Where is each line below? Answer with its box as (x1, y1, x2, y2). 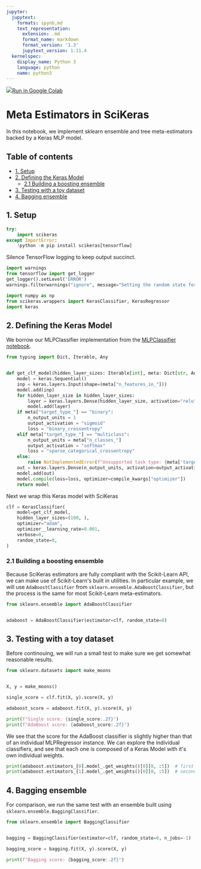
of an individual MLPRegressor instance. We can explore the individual (6, 739, 180, 746)
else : (17, 454, 31, 460)
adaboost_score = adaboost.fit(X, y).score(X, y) (6, 705, 133, 711)
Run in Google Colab (12, 87, 63, 95)
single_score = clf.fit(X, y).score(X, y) (6, 695, 114, 701)
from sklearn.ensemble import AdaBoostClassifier (6, 601, 133, 607)
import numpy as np (6, 293, 55, 299)
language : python (17, 64, 60, 71)
